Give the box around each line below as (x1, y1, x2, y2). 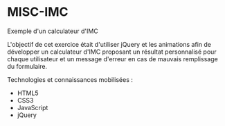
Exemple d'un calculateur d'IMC (7, 27, 98, 35)
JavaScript (17, 103, 48, 112)
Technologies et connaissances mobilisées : (7, 75, 134, 83)
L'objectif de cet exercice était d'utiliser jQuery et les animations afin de (7, 40, 211, 48)
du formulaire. (7, 62, 47, 70)
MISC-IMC (7, 4, 69, 20)
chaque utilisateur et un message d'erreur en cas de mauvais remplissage (7, 54, 218, 63)
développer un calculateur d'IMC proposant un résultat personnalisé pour (7, 48, 217, 56)
